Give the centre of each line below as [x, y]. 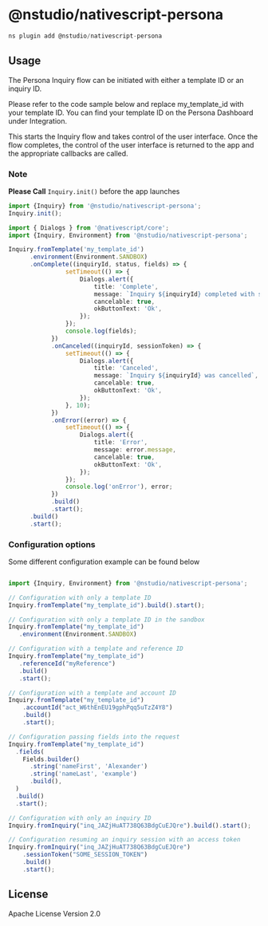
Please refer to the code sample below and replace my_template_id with [126, 104]
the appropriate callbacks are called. [69, 153]
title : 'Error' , [121, 443]
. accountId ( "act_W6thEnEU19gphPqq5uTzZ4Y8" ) [98, 707]
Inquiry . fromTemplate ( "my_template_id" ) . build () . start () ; [106, 605]
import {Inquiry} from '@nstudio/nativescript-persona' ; [105, 206]
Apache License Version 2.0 [55, 913]
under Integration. [38, 120]
